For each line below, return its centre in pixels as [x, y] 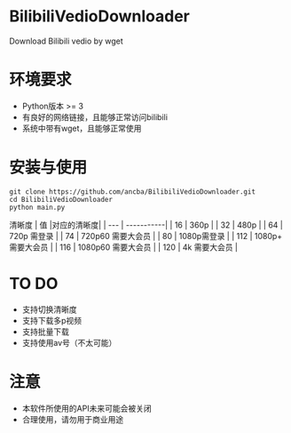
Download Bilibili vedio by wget [66, 41]
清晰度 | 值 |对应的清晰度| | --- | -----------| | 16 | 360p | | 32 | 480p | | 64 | [146, 225]
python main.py [37, 207]
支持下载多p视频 [52, 320]
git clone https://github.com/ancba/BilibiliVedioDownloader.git [132, 192]
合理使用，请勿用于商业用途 [73, 419]
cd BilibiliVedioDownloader [61, 199]
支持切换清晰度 [49, 309]
